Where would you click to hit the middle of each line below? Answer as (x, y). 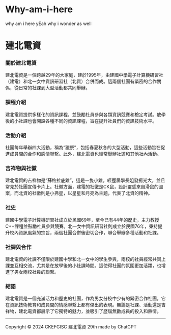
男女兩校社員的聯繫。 (36, 272)
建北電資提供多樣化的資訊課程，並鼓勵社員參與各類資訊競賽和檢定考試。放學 (85, 114)
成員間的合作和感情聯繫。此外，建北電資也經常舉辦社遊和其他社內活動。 (85, 154)
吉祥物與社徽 (21, 168)
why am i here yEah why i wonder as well (48, 23)
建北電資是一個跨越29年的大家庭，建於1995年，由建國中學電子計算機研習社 (84, 75)
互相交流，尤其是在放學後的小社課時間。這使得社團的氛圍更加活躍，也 (88, 265)
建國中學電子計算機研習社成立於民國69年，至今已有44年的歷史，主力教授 (82, 220)
